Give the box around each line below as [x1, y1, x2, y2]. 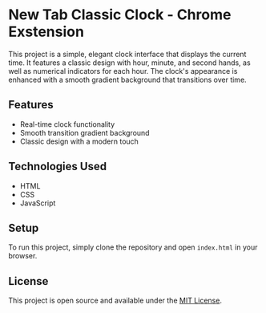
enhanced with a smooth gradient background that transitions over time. [8, 75, 247, 84]
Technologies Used [8, 160, 107, 173]
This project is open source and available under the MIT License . [8, 295, 223, 306]
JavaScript [19, 198, 56, 208]
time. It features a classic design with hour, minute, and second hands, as [8, 58, 251, 67]
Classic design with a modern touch [19, 136, 139, 146]
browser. [8, 251, 38, 261]
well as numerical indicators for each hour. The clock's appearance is [8, 66, 238, 75]
